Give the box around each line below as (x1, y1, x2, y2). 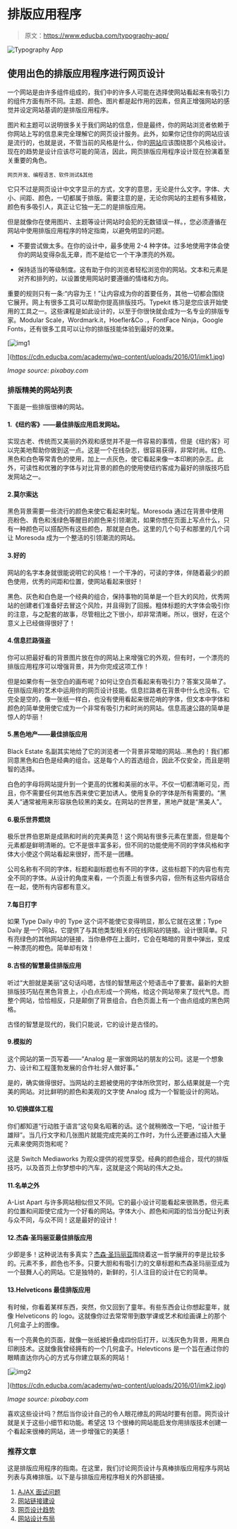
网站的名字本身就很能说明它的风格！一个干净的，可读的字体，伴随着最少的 (7, 568, 224, 577)
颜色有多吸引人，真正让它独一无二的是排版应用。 (7, 202, 150, 211)
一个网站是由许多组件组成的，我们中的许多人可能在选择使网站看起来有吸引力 (7, 88, 230, 96)
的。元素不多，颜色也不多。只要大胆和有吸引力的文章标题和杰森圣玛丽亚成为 (7, 1259, 230, 1268)
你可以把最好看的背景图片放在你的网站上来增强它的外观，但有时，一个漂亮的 (7, 653, 230, 662)
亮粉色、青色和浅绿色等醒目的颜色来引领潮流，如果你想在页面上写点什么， (7, 516, 224, 525)
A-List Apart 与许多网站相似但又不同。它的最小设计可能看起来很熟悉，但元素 (7, 1198, 230, 1207)
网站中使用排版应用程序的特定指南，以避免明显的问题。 (7, 226, 168, 234)
